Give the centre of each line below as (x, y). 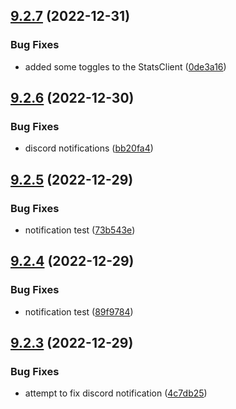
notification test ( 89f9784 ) (79, 311)
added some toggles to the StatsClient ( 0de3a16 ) (125, 66)
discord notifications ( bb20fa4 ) (89, 148)
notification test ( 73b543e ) (80, 230)
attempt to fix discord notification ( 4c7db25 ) (116, 393)
